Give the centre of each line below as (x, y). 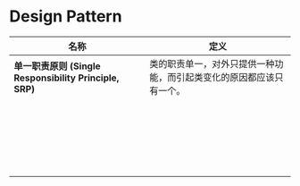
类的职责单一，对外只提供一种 (212, 63)
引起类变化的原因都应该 (225, 77)
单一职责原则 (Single (57, 66)
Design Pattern (66, 17)
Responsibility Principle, (67, 78)
